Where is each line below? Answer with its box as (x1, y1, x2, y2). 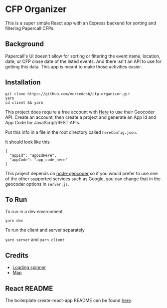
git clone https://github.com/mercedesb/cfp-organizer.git (5, 91, 131, 96)
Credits (5, 251, 29, 260)
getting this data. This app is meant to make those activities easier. (5, 63, 142, 69)
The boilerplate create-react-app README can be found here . (5, 298, 133, 303)
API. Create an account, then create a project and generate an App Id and (5, 114, 156, 120)
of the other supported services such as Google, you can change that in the (5, 176, 161, 182)
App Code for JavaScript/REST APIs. (5, 119, 81, 125)
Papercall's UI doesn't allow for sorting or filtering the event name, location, (5, 53, 161, 59)
